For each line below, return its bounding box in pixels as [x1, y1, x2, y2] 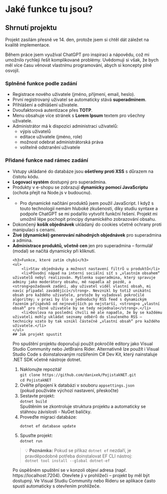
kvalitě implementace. [5, 42, 50, 48]
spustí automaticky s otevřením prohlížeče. [12, 483, 101, 489]
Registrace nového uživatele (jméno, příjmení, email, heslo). [12, 91, 136, 97]
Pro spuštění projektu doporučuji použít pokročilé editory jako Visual [12, 341, 153, 347]
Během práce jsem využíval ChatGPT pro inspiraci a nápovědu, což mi [5, 51, 150, 57]
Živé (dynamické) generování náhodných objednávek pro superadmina [12, 232, 162, 238]
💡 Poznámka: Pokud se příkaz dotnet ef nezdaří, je [24, 448, 131, 454]
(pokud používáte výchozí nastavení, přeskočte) [19, 387, 119, 393]
